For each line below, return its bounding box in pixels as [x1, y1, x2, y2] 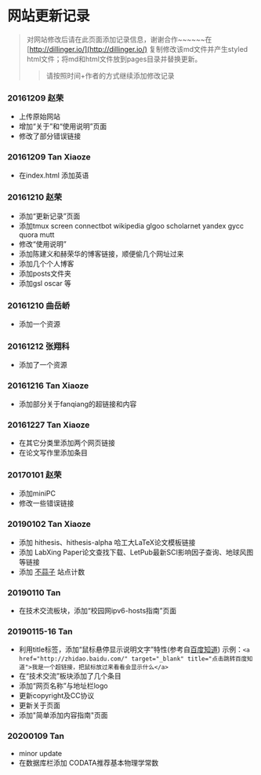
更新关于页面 [18, 700, 60, 711]
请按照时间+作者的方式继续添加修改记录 [45, 71, 175, 80]
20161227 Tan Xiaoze [7, 419, 90, 430]
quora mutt [18, 229, 55, 239]
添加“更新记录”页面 [18, 211, 81, 221]
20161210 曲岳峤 [7, 300, 71, 311]
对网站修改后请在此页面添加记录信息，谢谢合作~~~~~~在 [26, 35, 212, 44]
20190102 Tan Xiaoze [7, 519, 92, 530]
